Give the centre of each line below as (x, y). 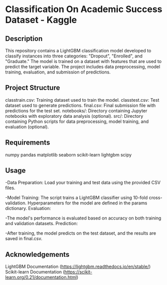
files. (10, 188)
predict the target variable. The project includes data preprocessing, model (83, 67)
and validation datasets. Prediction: (42, 224)
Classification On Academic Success (84, 9)
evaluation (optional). (27, 126)
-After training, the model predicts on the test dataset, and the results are (81, 233)
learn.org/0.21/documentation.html (41, 277)
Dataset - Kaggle (41, 20)
